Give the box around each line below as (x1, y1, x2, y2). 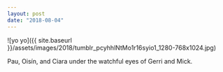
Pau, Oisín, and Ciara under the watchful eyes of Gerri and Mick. (7, 57, 193, 65)
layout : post (7, 10, 45, 17)
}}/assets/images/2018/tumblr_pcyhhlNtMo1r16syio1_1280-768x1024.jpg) (7, 43, 217, 52)
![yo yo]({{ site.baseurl (7, 36, 72, 44)
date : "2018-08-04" (7, 17, 64, 24)
